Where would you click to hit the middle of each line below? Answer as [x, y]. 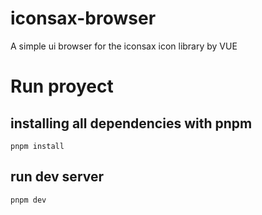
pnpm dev [28, 200]
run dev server [57, 177]
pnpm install [37, 146]
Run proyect [62, 86]
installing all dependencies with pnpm [131, 123]
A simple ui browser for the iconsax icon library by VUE [124, 46]
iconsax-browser [83, 18]
